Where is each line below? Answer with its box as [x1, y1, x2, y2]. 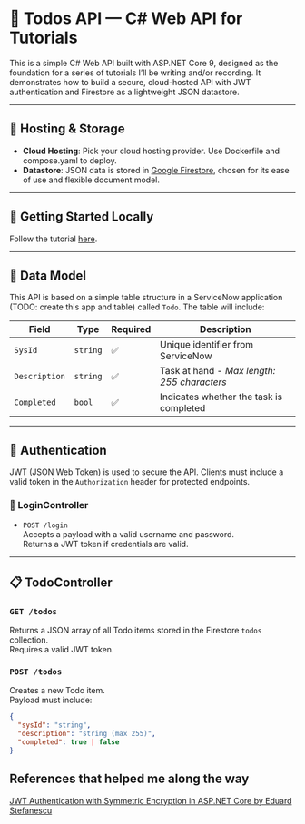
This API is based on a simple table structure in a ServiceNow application [9, 292, 283, 303]
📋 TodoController [9, 574, 113, 590]
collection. [9, 634, 49, 645]
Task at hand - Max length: [160, 365, 276, 378]
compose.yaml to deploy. [22, 154, 118, 166]
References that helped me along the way [9, 771, 250, 787]
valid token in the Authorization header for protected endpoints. [9, 476, 251, 487]
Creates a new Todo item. [9, 685, 106, 696]
